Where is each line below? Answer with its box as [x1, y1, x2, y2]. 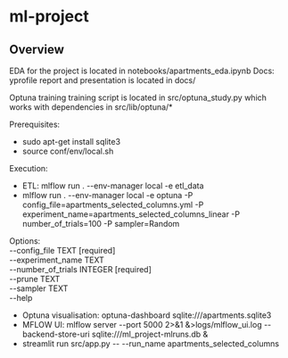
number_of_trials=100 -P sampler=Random [21, 219, 180, 229]
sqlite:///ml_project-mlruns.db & [92, 329, 209, 339]
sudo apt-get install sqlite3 [21, 137, 121, 146]
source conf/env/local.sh [21, 146, 114, 156]
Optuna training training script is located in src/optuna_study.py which [9, 92, 267, 103]
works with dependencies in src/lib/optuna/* [9, 102, 173, 112]
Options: [9, 236, 41, 246]
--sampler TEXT [9, 283, 69, 294]
